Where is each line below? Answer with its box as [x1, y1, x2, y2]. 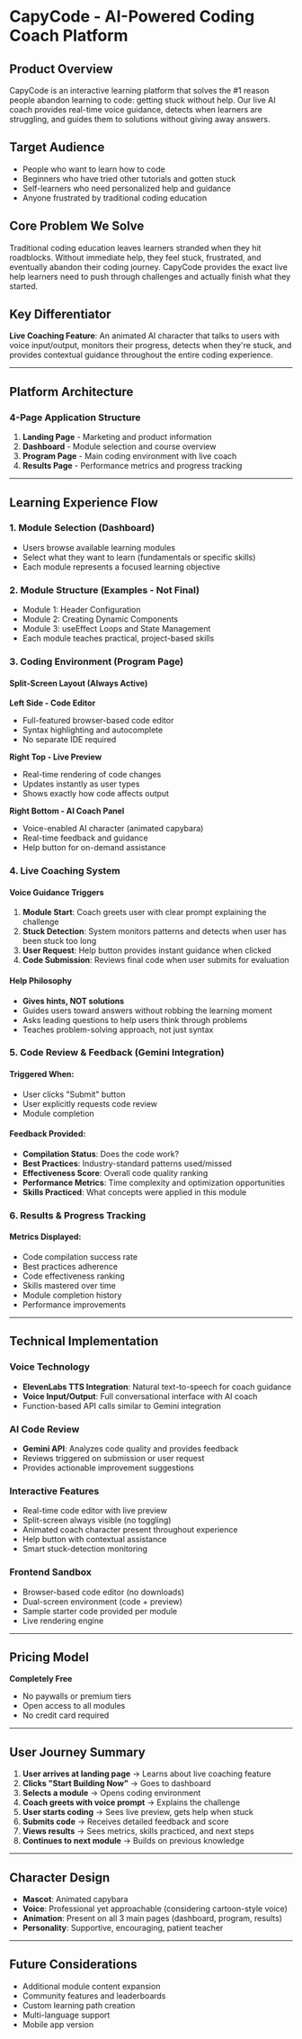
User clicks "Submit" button [22, 1089, 126, 1100]
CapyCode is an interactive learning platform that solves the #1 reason [9, 85, 270, 95]
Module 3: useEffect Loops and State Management [22, 624, 211, 634]
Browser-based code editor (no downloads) [22, 1586, 185, 1597]
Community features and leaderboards [22, 1990, 166, 2001]
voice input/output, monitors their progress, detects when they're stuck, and [9, 340, 292, 351]
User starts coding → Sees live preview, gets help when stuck [22, 1807, 253, 1818]
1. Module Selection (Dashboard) [9, 522, 155, 534]
